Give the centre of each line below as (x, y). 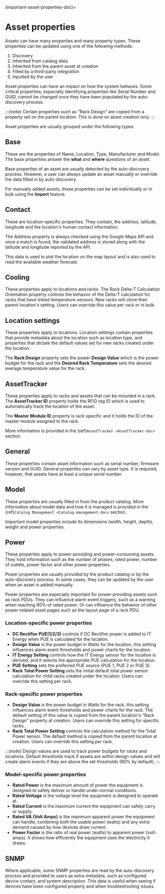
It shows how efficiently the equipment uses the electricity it (89, 838)
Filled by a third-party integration (46, 71)
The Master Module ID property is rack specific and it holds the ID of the (79, 416)
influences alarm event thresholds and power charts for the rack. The (82, 710)
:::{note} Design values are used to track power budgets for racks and (76, 751)
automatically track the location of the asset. (50, 406)
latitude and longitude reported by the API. (48, 247)
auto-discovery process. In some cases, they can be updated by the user (79, 580)
